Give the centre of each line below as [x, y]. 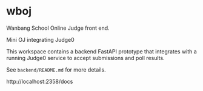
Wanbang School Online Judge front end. [58, 28]
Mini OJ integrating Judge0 [40, 39]
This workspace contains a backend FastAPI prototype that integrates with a [101, 51]
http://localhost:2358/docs [40, 81]
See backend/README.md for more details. [56, 69]
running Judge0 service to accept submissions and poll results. [85, 58]
